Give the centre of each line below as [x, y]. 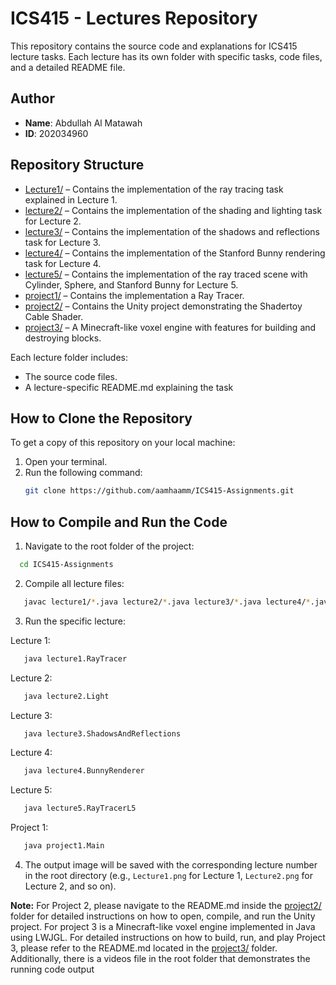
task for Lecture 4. [63, 263]
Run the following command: [83, 473]
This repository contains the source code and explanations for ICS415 [154, 46]
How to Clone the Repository [101, 418]
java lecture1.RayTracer [75, 658]
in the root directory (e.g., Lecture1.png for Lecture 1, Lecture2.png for [168, 876]
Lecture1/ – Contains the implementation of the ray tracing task [154, 189]
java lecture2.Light [66, 696]
